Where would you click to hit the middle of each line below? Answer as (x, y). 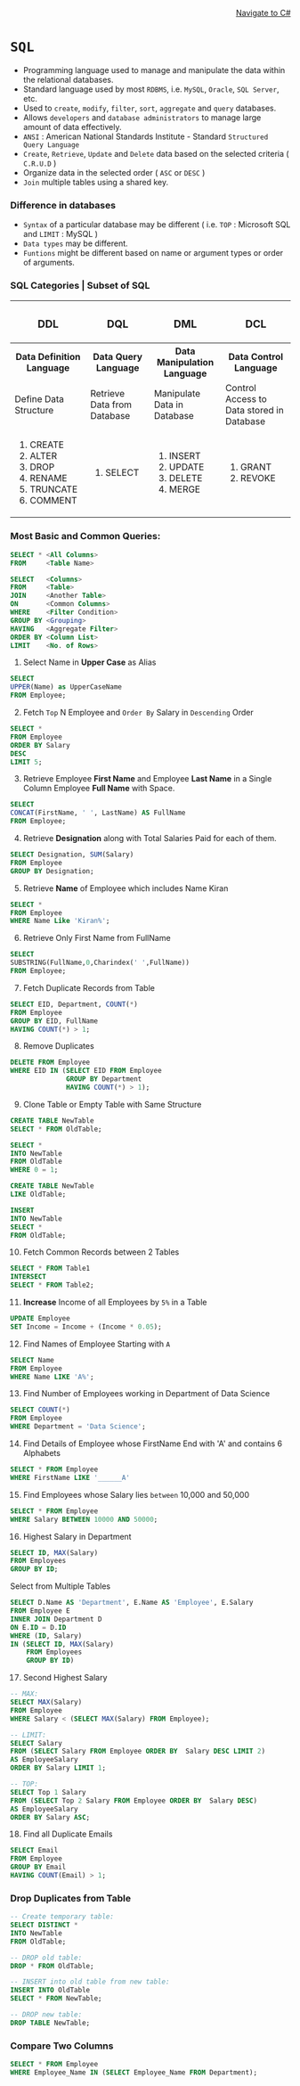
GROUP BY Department (104, 1079)
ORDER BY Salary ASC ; (50, 1817)
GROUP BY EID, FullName (54, 1021)
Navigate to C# (263, 13)
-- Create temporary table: (62, 1917)
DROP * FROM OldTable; (52, 1966)
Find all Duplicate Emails (68, 1834)
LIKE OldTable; (38, 1194)
